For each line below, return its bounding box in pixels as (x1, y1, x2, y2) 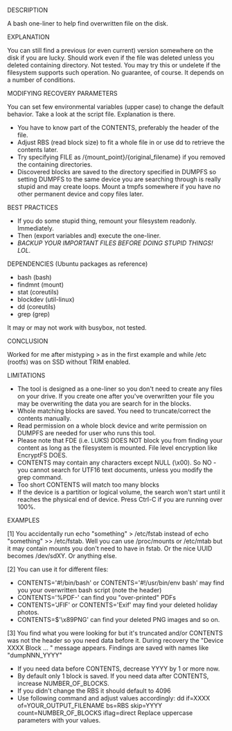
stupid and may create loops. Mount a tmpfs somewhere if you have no (17, 183, 221, 190)
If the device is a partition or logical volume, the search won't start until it (17, 488, 226, 496)
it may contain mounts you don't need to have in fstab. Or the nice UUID (7, 544, 213, 553)
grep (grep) (17, 310, 51, 318)
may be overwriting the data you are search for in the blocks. (17, 399, 192, 407)
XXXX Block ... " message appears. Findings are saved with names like (7, 644, 209, 652)
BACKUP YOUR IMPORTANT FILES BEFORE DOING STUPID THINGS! (17, 239, 213, 247)
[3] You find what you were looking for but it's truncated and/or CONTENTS (7, 629, 223, 637)
